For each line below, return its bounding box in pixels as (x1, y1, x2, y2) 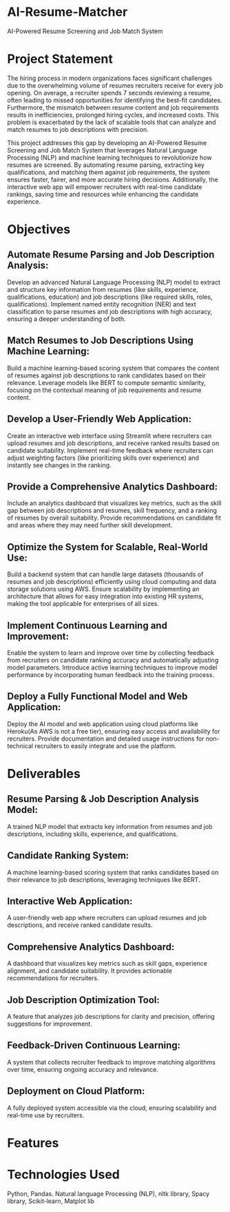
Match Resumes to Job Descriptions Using (7, 335, 194, 346)
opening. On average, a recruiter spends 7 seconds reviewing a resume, (7, 88, 212, 97)
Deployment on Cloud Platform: (7, 1085, 145, 1097)
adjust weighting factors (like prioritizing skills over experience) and (7, 453, 200, 462)
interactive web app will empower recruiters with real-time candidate (7, 182, 202, 190)
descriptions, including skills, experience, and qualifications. (7, 830, 178, 838)
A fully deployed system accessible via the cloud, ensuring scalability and (7, 1104, 217, 1112)
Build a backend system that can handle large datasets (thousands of (7, 570, 204, 578)
